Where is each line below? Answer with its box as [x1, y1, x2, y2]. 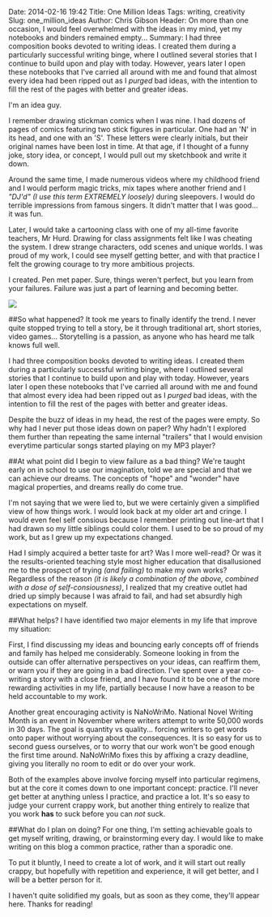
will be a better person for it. [8, 875, 103, 885]
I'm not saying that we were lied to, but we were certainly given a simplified [8, 498, 260, 508]
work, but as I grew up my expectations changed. [8, 533, 174, 542]
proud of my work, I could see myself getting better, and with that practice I [8, 251, 261, 260]
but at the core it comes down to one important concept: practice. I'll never [8, 783, 259, 793]
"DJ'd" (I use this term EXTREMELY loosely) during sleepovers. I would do [8, 192, 255, 201]
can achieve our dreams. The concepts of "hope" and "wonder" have [8, 473, 240, 483]
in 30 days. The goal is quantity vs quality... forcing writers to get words [8, 725, 248, 734]
